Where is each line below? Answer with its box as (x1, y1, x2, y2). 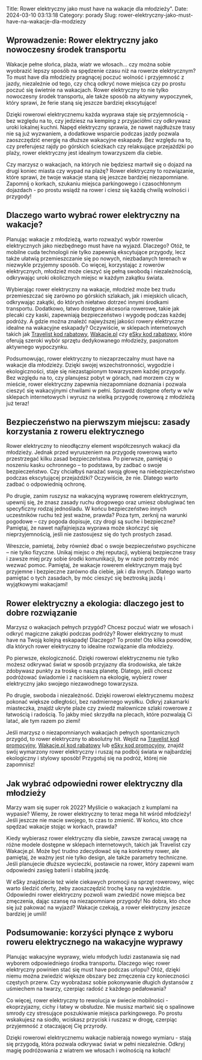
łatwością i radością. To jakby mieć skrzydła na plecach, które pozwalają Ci (6, 711, 192, 718)
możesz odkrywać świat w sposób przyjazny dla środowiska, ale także (6, 661, 182, 668)
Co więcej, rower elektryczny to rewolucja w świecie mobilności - (6, 996, 168, 1004)
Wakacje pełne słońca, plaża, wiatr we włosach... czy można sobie (6, 60, 171, 68)
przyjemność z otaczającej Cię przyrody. (6, 1022, 108, 1029)
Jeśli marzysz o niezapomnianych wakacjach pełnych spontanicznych (6, 729, 180, 736)
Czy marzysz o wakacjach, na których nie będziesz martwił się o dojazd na (6, 161, 192, 168)
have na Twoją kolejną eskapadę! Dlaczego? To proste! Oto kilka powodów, (6, 636, 192, 643)
